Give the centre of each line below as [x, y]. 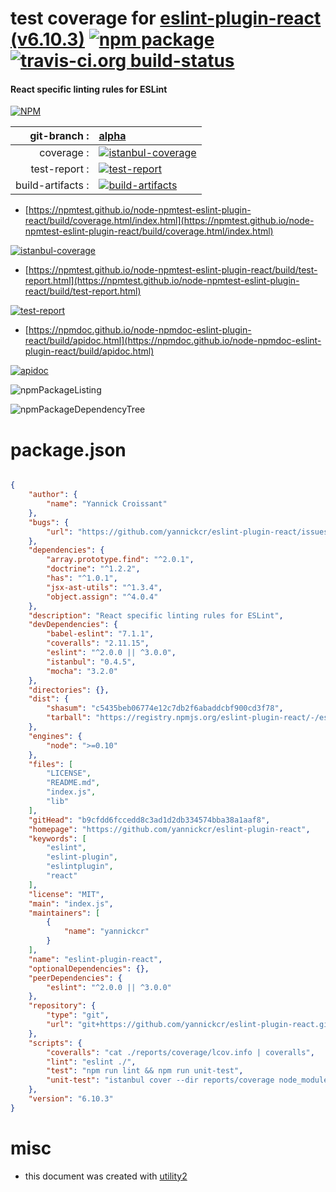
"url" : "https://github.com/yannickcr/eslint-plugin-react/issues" [189, 532]
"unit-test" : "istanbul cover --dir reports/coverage [160, 1080]
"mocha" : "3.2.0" [82, 671]
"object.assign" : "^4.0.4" [102, 597]
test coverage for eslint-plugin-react [166, 18]
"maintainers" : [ [64, 913]
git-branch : [59, 136]
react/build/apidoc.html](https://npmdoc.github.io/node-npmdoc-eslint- [173, 341]
